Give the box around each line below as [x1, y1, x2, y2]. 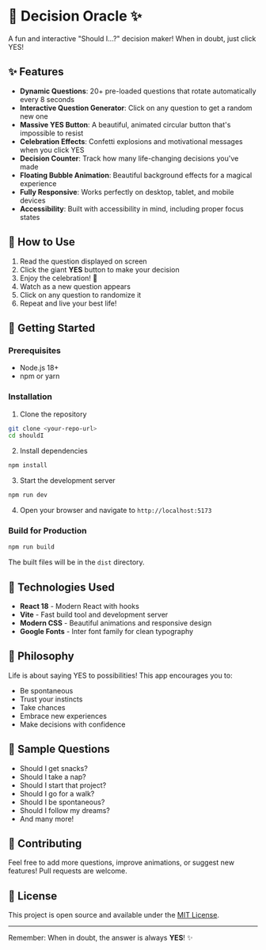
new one [19, 111, 49, 121]
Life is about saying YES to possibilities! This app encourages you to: [8, 671, 233, 680]
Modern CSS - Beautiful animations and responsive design [19, 618, 212, 628]
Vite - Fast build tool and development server [19, 610, 169, 620]
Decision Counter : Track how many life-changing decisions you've [19, 154, 239, 163]
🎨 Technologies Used [8, 580, 115, 594]
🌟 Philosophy [8, 649, 74, 663]
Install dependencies [19, 446, 89, 456]
